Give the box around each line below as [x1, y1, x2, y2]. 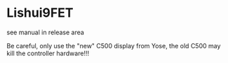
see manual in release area [6, 28, 85, 36]
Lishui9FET [6, 5, 74, 21]
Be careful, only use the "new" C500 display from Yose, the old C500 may [6, 41, 221, 50]
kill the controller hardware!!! [6, 49, 89, 57]
